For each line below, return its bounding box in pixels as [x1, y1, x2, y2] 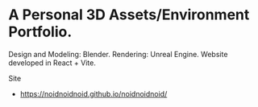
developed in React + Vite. [8, 58, 97, 68]
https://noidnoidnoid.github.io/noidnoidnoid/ [19, 88, 168, 98]
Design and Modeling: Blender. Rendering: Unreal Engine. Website [8, 49, 228, 59]
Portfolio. [8, 23, 73, 41]
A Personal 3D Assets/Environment [8, 6, 250, 24]
